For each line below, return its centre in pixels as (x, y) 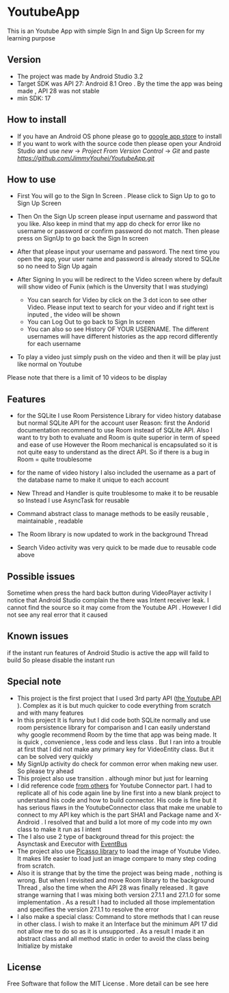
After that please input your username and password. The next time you (118, 252)
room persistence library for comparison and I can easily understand (113, 727)
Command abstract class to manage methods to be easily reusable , (113, 514)
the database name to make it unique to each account (93, 480)
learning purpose (31, 38)
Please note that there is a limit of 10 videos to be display (87, 378)
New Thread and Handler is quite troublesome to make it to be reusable (118, 493)
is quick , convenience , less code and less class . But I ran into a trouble (119, 741)
